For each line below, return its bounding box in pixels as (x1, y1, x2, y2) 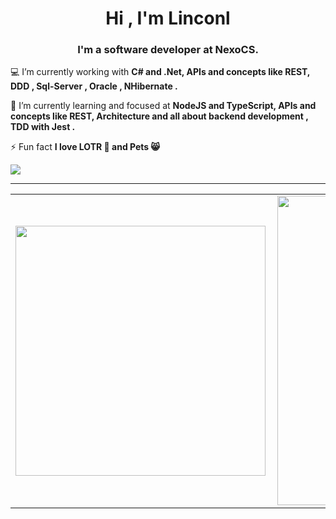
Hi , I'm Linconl (105, 7, 231, 30)
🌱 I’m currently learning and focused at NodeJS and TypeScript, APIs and (10, 100, 317, 112)
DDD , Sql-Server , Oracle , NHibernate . (10, 80, 178, 92)
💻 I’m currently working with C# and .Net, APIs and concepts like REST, (10, 66, 311, 78)
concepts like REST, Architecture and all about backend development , (10, 110, 309, 122)
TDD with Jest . (10, 121, 76, 133)
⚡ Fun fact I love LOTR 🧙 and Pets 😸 (10, 141, 161, 153)
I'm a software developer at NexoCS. (77, 43, 259, 57)
